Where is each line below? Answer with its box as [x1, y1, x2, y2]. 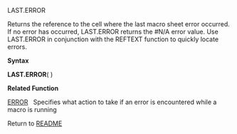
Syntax [7, 56, 29, 65]
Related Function [7, 84, 59, 92]
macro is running [7, 105, 57, 113]
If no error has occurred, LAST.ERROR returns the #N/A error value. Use [7, 28, 218, 36]
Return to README [7, 119, 63, 128]
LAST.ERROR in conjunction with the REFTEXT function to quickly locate [7, 35, 219, 43]
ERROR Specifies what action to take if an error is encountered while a [7, 98, 217, 106]
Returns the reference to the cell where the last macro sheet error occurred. [7, 20, 230, 28]
